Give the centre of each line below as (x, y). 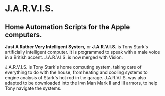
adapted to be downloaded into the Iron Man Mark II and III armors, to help (81, 83)
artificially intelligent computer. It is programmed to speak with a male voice (82, 52)
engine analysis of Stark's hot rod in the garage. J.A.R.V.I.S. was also (76, 77)
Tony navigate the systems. (33, 88)
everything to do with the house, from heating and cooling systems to (76, 72)
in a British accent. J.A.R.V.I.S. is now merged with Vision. (64, 57)
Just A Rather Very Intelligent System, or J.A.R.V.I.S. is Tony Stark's (77, 47)
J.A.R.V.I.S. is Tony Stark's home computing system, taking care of (73, 67)
